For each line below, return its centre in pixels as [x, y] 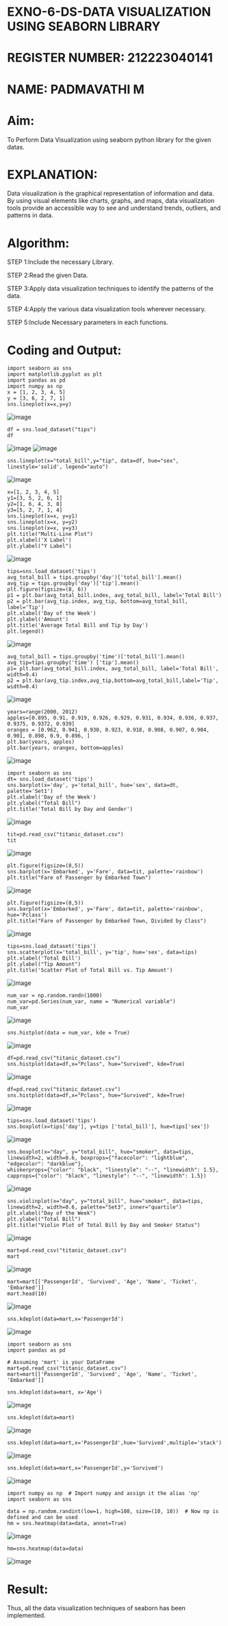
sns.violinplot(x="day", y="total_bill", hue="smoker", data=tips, [105, 1201]
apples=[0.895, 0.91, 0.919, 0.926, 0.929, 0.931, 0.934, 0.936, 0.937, [113, 718]
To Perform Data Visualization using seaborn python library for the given [109, 139]
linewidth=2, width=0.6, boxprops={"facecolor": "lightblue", [98, 1158]
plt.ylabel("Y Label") [39, 546]
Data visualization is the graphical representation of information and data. [111, 193]
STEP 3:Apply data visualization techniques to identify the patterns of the [110, 289]
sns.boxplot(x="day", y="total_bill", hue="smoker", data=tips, [101, 1152]
